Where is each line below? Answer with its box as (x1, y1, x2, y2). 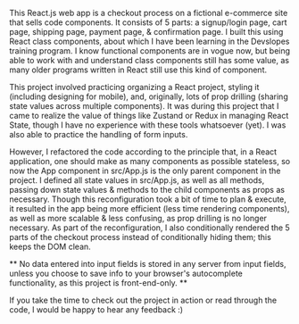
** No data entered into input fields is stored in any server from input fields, (9, 259, 287, 269)
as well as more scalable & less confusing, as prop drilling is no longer (9, 213, 268, 223)
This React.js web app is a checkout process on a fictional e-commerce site (9, 8, 288, 18)
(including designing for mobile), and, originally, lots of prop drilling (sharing (9, 91, 288, 102)
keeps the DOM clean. (9, 241, 91, 252)
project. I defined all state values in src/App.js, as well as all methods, (9, 175, 265, 186)
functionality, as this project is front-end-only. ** (9, 278, 188, 288)
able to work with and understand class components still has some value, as (9, 55, 290, 65)
